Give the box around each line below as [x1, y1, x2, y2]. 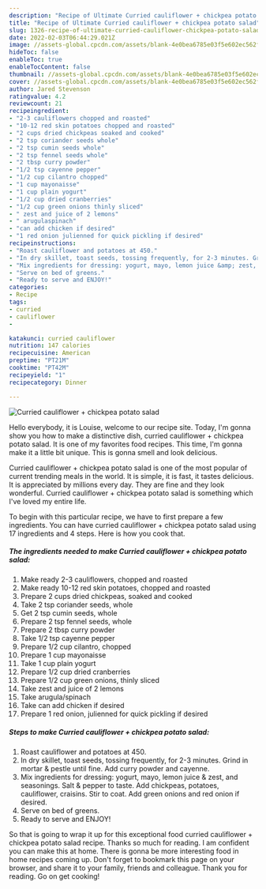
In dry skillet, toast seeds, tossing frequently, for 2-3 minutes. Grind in [20, 755, 249, 765]
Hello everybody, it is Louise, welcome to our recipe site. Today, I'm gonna [9, 422, 251, 431]
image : [9, 41, 31, 49]
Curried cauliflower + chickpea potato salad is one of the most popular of [9, 463, 248, 473]
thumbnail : [9, 70, 45, 78]
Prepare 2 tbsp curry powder [20, 625, 115, 635]
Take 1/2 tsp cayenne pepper [20, 634, 115, 643]
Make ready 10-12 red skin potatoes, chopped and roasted [20, 583, 211, 593]
